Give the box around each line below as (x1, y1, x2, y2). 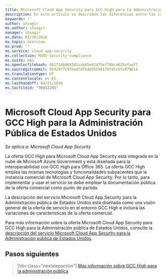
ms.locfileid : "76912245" (5, 85, 58, 90)
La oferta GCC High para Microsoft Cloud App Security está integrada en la (5, 154, 158, 159)
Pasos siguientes (5, 250, 59, 258)
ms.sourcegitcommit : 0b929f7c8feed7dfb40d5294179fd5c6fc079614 (5, 67, 138, 72)
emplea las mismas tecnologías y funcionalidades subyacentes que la (5, 169, 147, 175)
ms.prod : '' (5, 44, 30, 49)
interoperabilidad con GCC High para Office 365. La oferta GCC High (5, 164, 145, 170)
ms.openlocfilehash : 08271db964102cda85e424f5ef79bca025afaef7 (5, 62, 138, 67)
